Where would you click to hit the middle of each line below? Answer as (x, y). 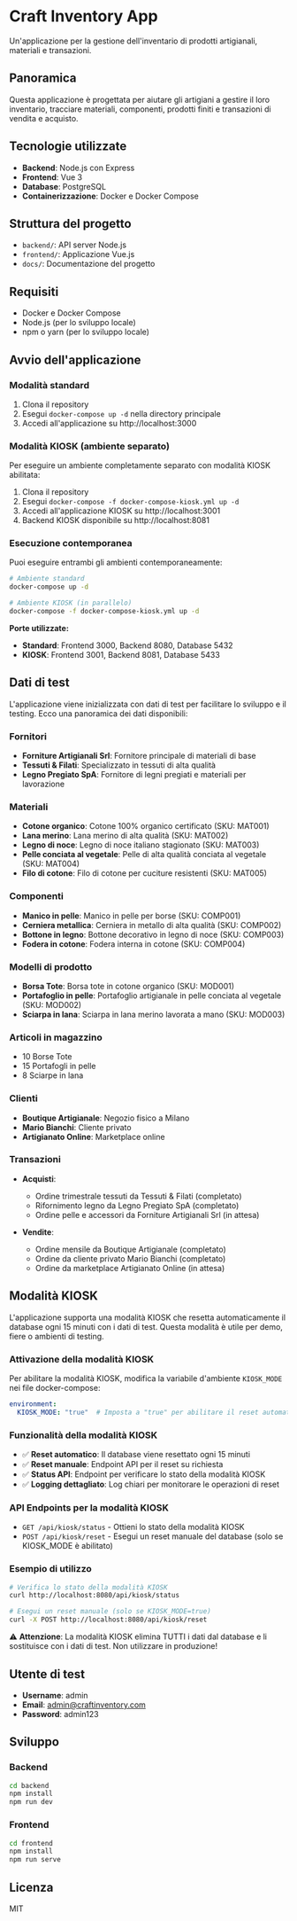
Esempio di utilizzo (50, 1569)
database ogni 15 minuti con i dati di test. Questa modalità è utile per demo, (146, 1326)
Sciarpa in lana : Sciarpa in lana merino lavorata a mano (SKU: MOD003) (153, 1014)
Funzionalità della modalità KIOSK (84, 1435)
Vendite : (38, 1232)
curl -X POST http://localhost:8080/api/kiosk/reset (108, 1620)
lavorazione (43, 784)
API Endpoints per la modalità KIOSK (89, 1507)
